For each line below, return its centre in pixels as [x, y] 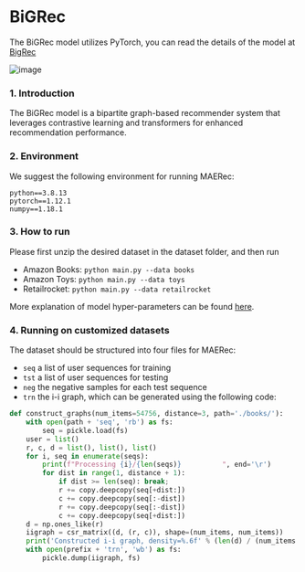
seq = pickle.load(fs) [85, 430]
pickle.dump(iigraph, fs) [92, 558]
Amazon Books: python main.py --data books [109, 269]
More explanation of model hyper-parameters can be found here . [132, 306]
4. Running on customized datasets [90, 330]
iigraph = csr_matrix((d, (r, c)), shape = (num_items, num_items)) [155, 533]
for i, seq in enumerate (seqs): [87, 456]
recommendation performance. [68, 132]
